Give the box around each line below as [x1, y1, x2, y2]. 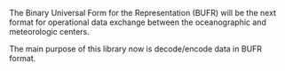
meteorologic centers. [9, 27, 91, 36]
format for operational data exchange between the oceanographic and [9, 17, 266, 28]
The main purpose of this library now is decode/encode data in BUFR [9, 43, 263, 54]
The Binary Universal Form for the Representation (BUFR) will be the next [9, 8, 277, 18]
